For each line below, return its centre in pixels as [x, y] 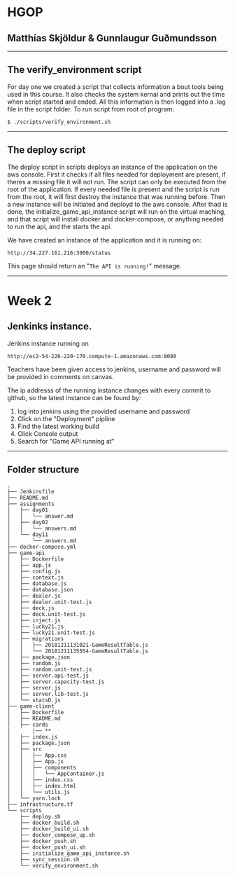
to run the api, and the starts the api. [59, 226]
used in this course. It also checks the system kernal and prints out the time [116, 94]
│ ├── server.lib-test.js [48, 694]
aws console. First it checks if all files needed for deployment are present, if [116, 174]
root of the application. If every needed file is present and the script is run [114, 189]
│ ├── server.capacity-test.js [56, 682]
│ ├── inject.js [34, 621]
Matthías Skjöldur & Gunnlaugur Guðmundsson [112, 38]
